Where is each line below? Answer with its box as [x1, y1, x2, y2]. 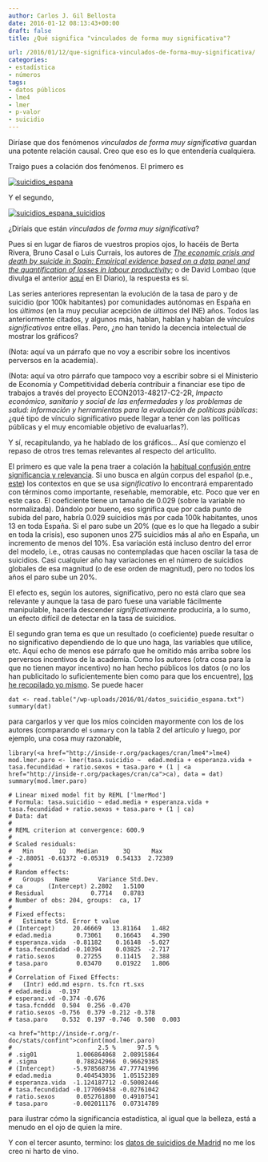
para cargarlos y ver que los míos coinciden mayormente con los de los [8, 716, 244, 726]
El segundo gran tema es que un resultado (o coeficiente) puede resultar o [8, 629, 254, 638]
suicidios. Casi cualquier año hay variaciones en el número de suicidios [8, 555, 244, 565]
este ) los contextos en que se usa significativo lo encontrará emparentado [8, 478, 254, 488]
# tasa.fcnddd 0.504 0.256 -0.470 [8, 1002, 130, 1010]
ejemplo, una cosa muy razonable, [8, 734, 122, 743]
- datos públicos [8, 86, 66, 94]
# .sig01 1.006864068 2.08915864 [8, 1051, 159, 1059]
